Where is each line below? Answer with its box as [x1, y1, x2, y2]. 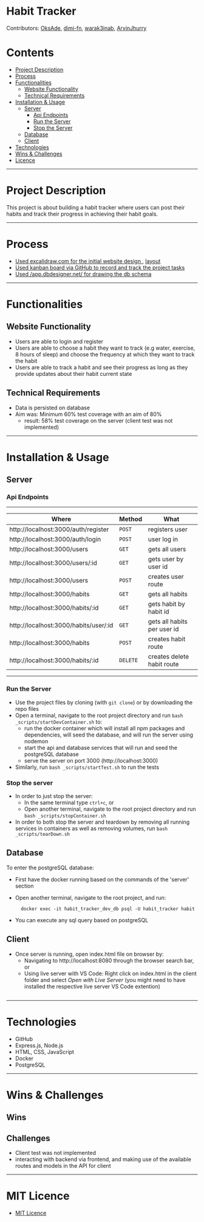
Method [119, 515, 143, 523]
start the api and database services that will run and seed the [24, 744, 178, 751]
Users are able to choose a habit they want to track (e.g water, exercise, [15, 344, 195, 351]
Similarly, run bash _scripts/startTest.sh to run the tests [15, 763, 160, 771]
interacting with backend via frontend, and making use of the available [15, 1156, 191, 1163]
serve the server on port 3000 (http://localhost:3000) [24, 757, 158, 764]
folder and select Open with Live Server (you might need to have [24, 976, 186, 983]
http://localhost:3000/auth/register [9, 525, 109, 534]
